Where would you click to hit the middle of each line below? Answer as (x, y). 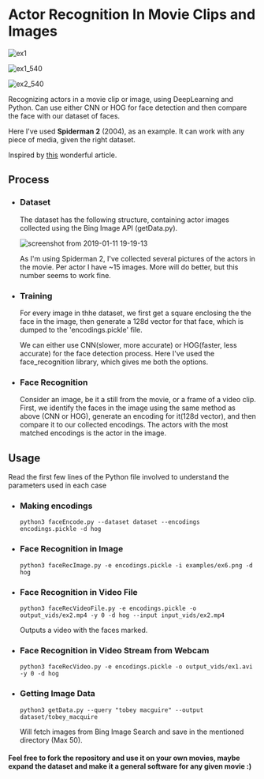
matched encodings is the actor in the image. (93, 433)
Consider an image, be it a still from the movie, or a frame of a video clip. (138, 400)
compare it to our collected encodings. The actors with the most (124, 425)
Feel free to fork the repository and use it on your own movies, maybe (124, 758)
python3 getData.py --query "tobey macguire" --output (112, 710)
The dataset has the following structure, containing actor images (125, 220)
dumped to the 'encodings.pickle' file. (81, 329)
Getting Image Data (58, 694)
